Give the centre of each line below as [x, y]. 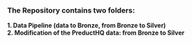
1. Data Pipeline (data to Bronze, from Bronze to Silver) [87, 26]
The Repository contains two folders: [71, 10]
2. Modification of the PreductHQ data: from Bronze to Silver [96, 33]
